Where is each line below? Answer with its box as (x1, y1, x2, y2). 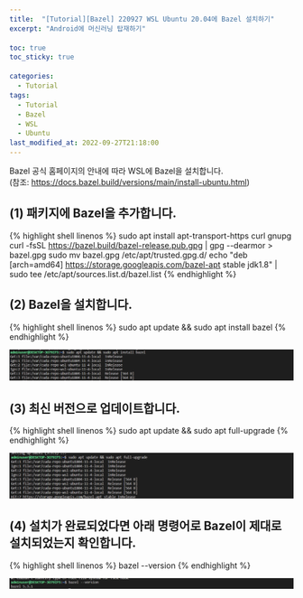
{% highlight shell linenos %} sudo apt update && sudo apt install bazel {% (9, 322, 287, 332)
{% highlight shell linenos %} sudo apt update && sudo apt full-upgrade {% (9, 425, 289, 436)
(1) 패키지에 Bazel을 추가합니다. (9, 206, 178, 221)
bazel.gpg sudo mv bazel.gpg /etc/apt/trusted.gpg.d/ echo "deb (9, 249, 248, 260)
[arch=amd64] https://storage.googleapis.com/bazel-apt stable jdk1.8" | (9, 258, 278, 270)
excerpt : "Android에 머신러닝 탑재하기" (9, 23, 146, 33)
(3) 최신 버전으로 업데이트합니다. (9, 400, 180, 416)
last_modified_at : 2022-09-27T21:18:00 (9, 138, 160, 148)
